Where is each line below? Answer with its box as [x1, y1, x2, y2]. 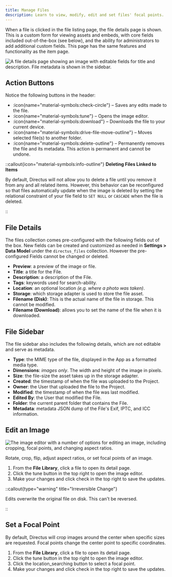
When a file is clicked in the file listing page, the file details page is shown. [5, 26, 163, 32]
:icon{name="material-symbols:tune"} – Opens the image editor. [12, 113, 149, 119]
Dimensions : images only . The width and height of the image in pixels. [12, 367, 163, 373]
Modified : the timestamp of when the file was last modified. [12, 389, 140, 395]
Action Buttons [5, 78, 54, 87]
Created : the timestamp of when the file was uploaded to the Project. [12, 378, 160, 384]
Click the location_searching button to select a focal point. [12, 561, 136, 567]
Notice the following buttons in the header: [5, 92, 96, 98]
